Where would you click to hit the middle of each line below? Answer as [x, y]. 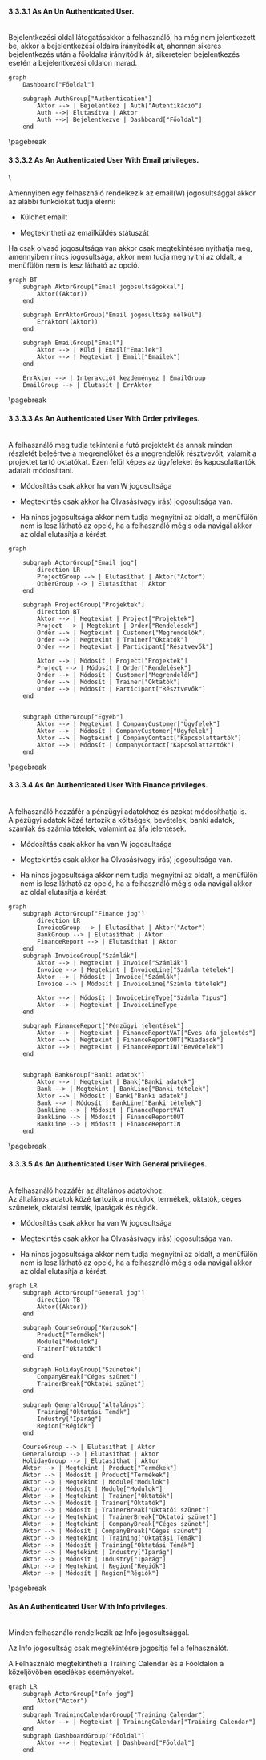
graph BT [23, 280]
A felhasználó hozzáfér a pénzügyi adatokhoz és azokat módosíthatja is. [127, 811]
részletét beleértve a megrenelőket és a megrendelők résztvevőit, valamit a [133, 453]
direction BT [59, 612]
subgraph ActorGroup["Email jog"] [80, 562]
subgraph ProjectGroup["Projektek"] [84, 605]
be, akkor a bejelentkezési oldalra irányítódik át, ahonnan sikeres [115, 46]
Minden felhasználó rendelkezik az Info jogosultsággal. [99, 1633]
